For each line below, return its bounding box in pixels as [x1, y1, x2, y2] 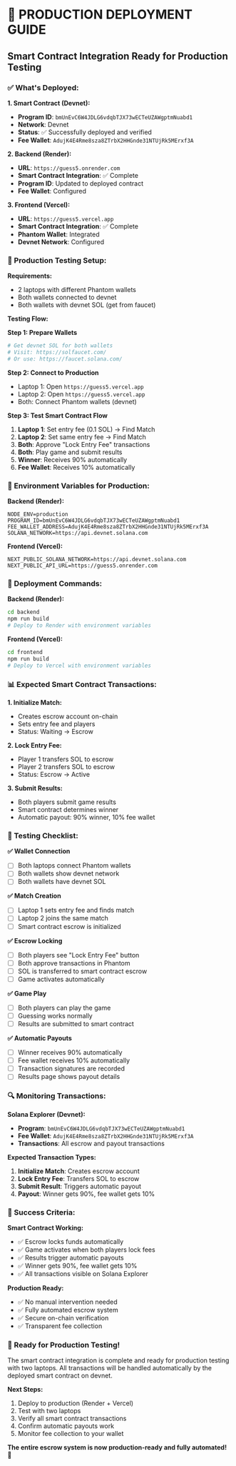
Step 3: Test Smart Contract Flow [7, 411, 108, 420]
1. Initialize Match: [7, 698, 62, 706]
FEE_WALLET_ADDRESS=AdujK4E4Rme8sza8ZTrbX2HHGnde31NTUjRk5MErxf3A [7, 523, 209, 531]
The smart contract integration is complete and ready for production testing [7, 1356, 230, 1365]
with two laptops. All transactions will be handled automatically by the [7, 1364, 212, 1372]
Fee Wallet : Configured [17, 186, 87, 195]
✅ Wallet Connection [7, 847, 71, 855]
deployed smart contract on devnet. [7, 1371, 113, 1380]
